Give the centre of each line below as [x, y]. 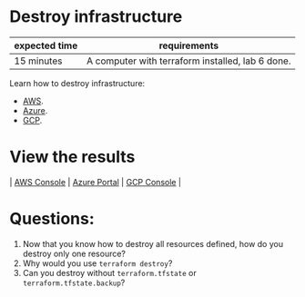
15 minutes [38, 61]
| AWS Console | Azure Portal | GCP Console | [96, 182]
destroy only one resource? [74, 253]
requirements [189, 45]
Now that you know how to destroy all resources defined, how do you [153, 243]
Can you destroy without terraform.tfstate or [110, 272]
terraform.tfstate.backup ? [74, 282]
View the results [72, 157]
